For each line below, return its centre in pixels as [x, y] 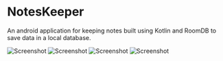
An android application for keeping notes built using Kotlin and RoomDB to [112, 30]
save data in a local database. [49, 37]
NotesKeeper [46, 12]
